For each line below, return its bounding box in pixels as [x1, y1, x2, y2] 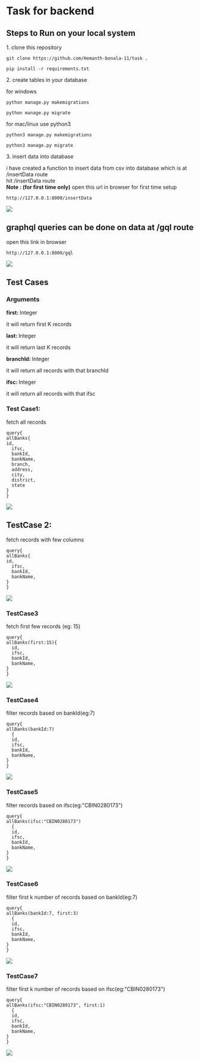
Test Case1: [6, 405, 41, 413]
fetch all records [6, 418, 47, 426]
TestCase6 [6, 880, 39, 888]
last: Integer [6, 332, 36, 339]
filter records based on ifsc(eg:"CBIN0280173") [6, 801, 123, 809]
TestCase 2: [6, 520, 52, 530]
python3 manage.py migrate [6, 142, 73, 148]
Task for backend [6, 4, 94, 18]
